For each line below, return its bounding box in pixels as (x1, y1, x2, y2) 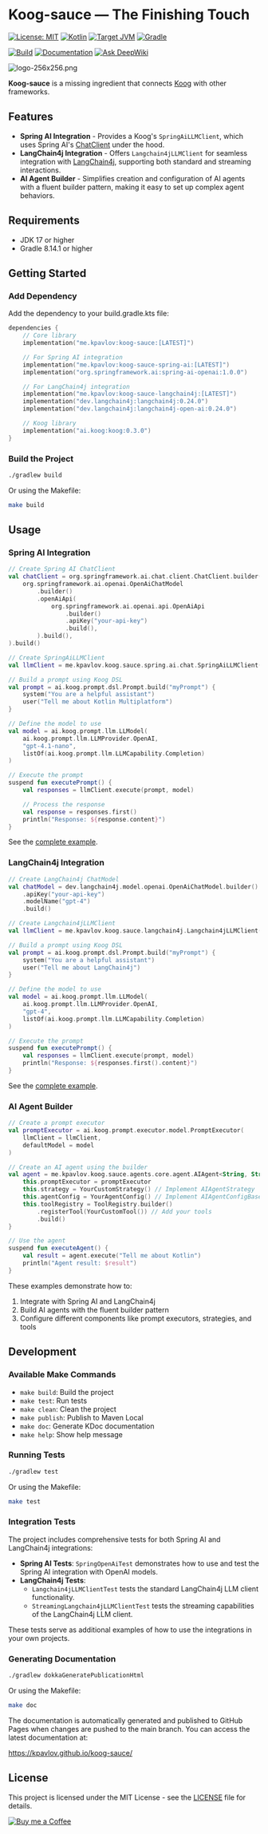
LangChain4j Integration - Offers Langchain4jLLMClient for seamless (19, 148, 248, 157)
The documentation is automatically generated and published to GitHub (8, 1715, 243, 1725)
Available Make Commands (8, 1369, 116, 1380)
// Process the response (22, 800, 105, 808)
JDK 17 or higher (19, 235, 75, 244)
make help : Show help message (19, 1429, 124, 1439)
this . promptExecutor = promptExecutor (22, 1178, 152, 1186)
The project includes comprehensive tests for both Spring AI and (8, 1535, 221, 1544)
